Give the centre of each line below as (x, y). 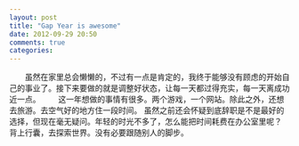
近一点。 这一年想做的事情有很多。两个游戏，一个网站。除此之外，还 (143, 100)
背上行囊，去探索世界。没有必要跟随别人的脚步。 (99, 133)
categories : (31, 51)
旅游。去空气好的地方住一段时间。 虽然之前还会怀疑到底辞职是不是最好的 (150, 110)
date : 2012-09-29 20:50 (53, 34)
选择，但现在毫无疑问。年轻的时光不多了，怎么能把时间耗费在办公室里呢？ (145, 122)
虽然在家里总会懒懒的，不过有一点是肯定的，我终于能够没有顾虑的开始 (153, 77)
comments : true (37, 42)
